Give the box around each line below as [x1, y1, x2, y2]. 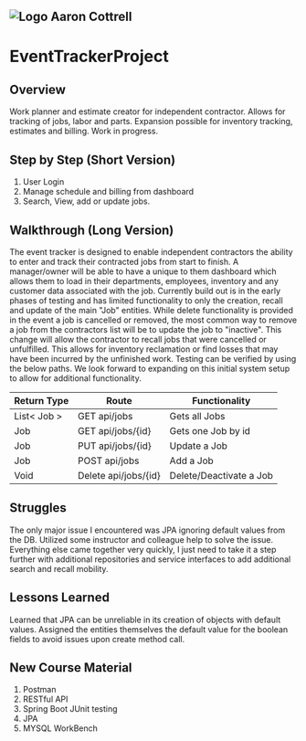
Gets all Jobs [169, 410, 226, 423]
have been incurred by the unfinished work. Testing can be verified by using [9, 354, 297, 365]
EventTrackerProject [9, 46, 169, 67]
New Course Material [9, 660, 132, 676]
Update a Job [169, 439, 228, 452]
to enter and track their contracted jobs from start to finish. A [9, 257, 239, 268]
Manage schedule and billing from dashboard [22, 186, 195, 197]
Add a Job [169, 454, 215, 467]
